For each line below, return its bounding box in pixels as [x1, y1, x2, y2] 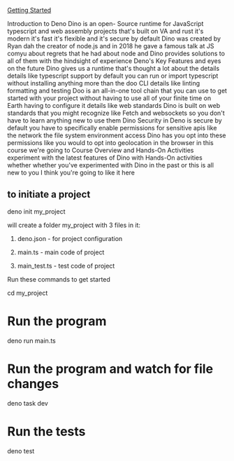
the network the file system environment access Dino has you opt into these [7, 131, 226, 139]
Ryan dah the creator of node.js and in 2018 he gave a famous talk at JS [7, 42, 214, 50]
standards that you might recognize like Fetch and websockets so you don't [7, 109, 225, 117]
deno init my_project [7, 207, 66, 216]
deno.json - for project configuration [17, 234, 123, 242]
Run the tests [7, 423, 86, 439]
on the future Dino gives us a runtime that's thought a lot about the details [7, 64, 220, 72]
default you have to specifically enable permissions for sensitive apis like [7, 124, 217, 132]
